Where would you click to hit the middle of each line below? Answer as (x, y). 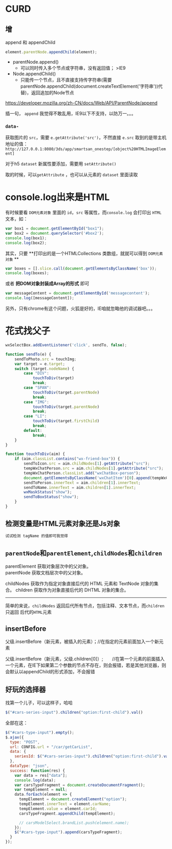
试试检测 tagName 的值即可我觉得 (37, 536)
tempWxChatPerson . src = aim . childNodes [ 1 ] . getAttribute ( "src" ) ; (94, 469)
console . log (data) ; (35, 780)
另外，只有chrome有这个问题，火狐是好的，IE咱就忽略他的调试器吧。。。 (80, 308)
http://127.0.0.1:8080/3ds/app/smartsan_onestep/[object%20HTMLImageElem (86, 149)
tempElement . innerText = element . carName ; (65, 804)
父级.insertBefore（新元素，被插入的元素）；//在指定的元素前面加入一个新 (82, 641)
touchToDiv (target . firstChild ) (66, 421)
